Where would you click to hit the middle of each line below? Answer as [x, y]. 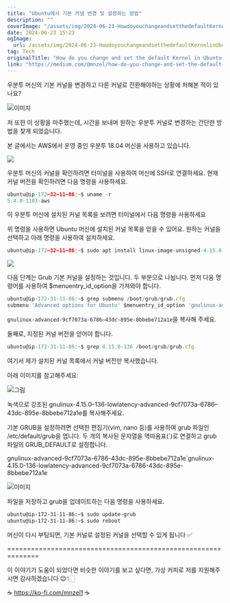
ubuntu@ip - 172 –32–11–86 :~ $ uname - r [59, 194]
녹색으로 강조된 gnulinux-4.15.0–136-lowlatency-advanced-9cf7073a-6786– [112, 404]
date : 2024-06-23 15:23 [41, 33]
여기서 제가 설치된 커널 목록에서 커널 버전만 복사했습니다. [83, 361]
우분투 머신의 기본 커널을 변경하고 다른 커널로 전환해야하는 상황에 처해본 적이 [110, 85]
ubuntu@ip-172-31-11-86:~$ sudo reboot [64, 521]
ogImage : [20, 39]
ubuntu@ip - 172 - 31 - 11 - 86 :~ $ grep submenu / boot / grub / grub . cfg [96, 299]
